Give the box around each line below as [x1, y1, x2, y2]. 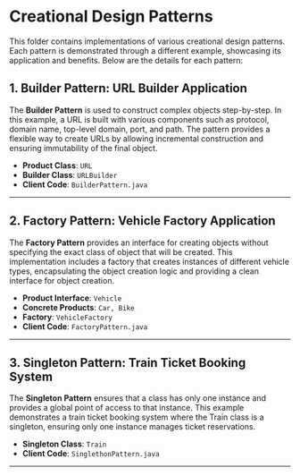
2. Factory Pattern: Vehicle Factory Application [9, 213, 276, 229]
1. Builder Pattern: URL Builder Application [9, 81, 248, 96]
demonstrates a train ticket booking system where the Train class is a [9, 412, 265, 422]
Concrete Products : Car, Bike [21, 302, 136, 312]
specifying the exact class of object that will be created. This [9, 246, 234, 257]
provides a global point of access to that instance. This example [9, 403, 245, 413]
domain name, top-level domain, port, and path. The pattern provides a [9, 123, 271, 134]
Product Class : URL [21, 159, 93, 171]
